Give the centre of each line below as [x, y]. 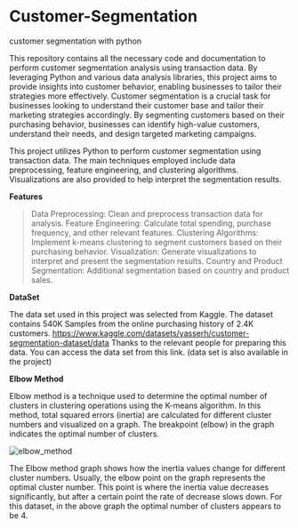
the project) [31, 361]
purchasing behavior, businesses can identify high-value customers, [135, 124]
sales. [42, 280]
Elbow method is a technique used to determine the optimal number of [138, 396]
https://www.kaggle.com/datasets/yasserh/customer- [151, 333]
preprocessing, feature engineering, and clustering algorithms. [124, 170]
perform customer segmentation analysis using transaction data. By [133, 68]
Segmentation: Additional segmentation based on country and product [160, 270]
